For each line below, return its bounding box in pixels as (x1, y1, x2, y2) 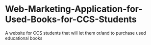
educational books (5, 35, 43, 41)
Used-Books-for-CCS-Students (5, 14, 137, 25)
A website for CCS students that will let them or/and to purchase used (5, 30, 146, 36)
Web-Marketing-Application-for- (5, 3, 143, 15)
